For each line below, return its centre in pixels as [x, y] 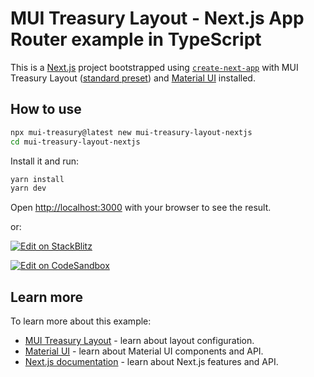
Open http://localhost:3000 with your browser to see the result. [141, 208]
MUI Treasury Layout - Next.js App [157, 18]
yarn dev [28, 188]
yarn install [37, 179]
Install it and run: [45, 161]
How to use [46, 109]
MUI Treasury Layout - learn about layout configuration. [139, 341]
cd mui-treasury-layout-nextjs [75, 142]
